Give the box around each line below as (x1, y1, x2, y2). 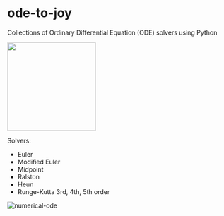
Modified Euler (17, 157, 61, 166)
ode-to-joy (7, 5, 72, 21)
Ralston (17, 172, 40, 181)
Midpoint (17, 164, 44, 174)
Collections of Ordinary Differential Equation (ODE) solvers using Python (7, 28, 218, 37)
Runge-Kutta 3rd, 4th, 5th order (17, 187, 110, 196)
